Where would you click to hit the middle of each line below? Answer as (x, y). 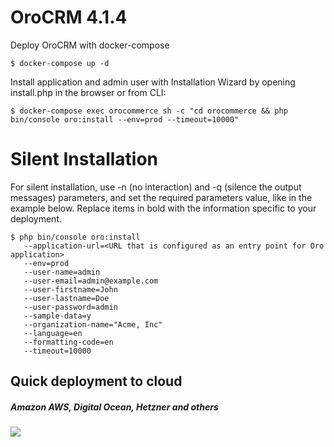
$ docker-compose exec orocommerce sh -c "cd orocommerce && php (149, 111)
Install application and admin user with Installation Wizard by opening (153, 82)
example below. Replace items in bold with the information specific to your (163, 208)
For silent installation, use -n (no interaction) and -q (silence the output (156, 187)
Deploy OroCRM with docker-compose (90, 45)
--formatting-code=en (68, 342)
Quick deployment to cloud (96, 381)
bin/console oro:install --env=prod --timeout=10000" (125, 119)
